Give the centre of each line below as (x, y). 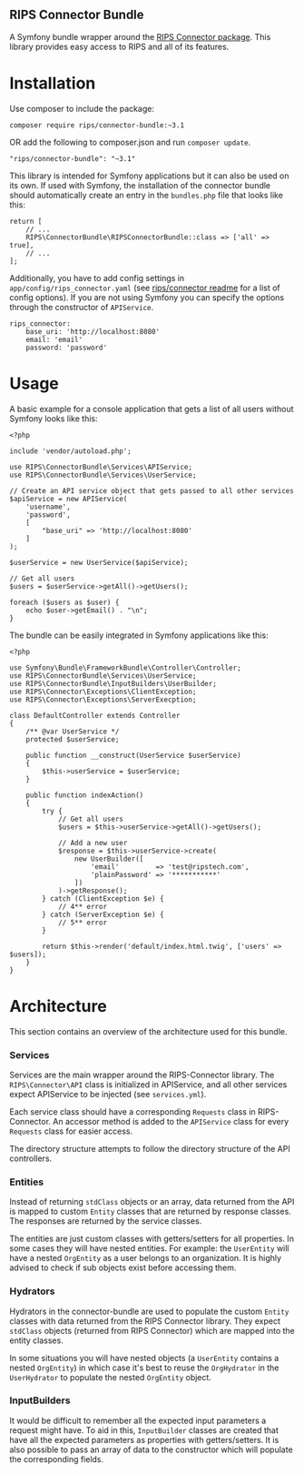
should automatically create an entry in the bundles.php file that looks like (147, 195)
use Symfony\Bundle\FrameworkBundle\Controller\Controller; (126, 668)
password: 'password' (66, 348)
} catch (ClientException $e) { (103, 899)
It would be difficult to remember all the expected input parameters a (138, 1420)
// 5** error (82, 923)
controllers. (31, 1158)
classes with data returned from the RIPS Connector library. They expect (145, 1321)
